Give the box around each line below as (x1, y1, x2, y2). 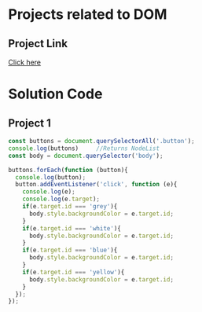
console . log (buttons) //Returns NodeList (8, 144, 160, 152)
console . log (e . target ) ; (22, 195, 101, 204)
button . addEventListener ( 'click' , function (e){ (15, 181, 178, 189)
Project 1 (8, 116, 51, 130)
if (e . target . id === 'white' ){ (22, 224, 122, 233)
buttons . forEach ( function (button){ (8, 166, 128, 174)
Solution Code (8, 85, 103, 103)
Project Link (8, 37, 68, 50)
